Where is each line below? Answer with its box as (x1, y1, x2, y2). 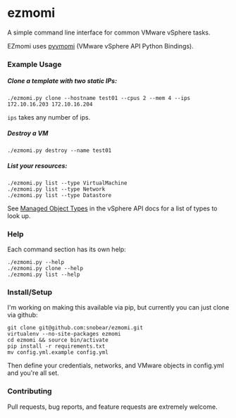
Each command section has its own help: (7, 245, 127, 254)
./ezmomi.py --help (7, 259, 65, 266)
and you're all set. (7, 369, 59, 377)
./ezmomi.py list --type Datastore (7, 191, 112, 198)
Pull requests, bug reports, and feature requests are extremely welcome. (7, 403, 218, 411)
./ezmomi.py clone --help (7, 265, 83, 272)
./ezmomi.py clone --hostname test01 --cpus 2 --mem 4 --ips (7, 94, 191, 101)
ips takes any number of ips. (7, 113, 91, 121)
